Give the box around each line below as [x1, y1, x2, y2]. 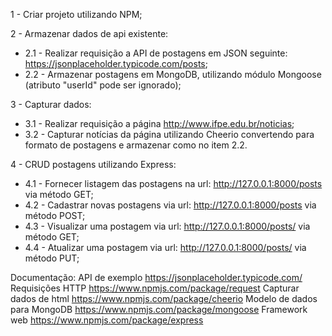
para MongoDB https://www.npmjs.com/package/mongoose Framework [10, 304, 308, 315]
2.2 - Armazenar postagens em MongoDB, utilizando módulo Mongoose [24, 69, 322, 80]
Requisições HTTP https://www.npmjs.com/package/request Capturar [10, 282, 300, 294]
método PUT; [24, 252, 80, 264]
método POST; [24, 210, 86, 221]
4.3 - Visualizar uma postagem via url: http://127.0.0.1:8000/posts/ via [24, 220, 311, 232]
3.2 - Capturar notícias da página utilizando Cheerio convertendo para [24, 129, 315, 140]
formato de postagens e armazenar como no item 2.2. [24, 139, 248, 151]
